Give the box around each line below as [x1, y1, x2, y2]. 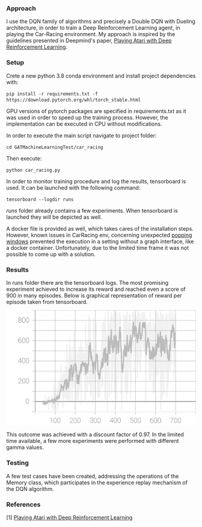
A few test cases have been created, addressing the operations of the [6, 472, 179, 480]
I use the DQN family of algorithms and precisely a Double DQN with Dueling [6, 18, 195, 25]
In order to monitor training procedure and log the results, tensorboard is [6, 177, 186, 184]
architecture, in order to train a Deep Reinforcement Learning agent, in [6, 24, 180, 31]
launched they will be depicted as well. [6, 213, 102, 221]
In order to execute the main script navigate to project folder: [6, 132, 157, 139]
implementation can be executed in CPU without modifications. [6, 120, 162, 127]
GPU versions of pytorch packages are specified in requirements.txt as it [6, 107, 186, 115]
